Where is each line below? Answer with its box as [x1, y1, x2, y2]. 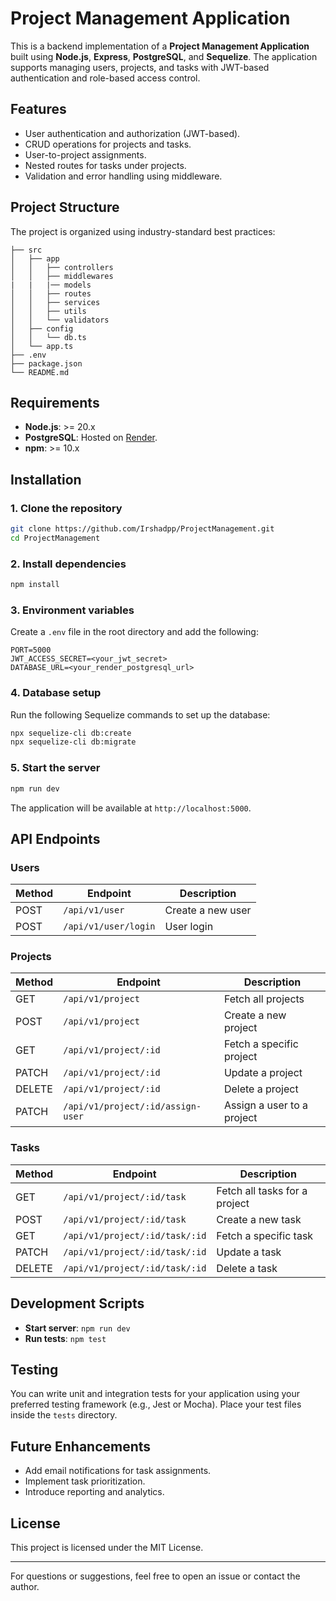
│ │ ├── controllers [10, 262, 114, 272]
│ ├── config [10, 323, 74, 334]
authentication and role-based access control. [10, 72, 201, 84]
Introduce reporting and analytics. [24, 1486, 165, 1498]
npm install [10, 580, 60, 590]
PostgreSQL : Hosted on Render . [24, 432, 158, 444]
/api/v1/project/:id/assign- [63, 1101, 202, 1112]
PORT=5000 [10, 645, 52, 656]
